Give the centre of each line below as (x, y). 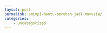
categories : (16, 18)
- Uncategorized (30, 23)
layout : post (18, 9)
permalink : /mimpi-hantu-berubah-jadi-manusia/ (53, 14)
